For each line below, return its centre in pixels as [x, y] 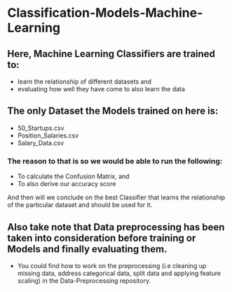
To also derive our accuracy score [67, 184]
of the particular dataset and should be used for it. [80, 205]
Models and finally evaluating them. [87, 249]
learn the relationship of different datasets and [84, 81]
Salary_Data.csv [41, 142]
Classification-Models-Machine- [105, 13]
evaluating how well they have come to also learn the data [101, 89]
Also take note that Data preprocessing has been [116, 227]
